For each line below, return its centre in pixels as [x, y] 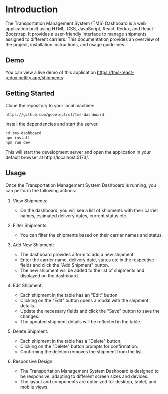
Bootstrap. [16, 34]
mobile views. [34, 387]
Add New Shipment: [33, 245]
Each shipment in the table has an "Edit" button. [69, 295]
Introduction [32, 9]
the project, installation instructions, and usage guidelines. [65, 44]
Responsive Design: [33, 361]
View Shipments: [30, 200]
